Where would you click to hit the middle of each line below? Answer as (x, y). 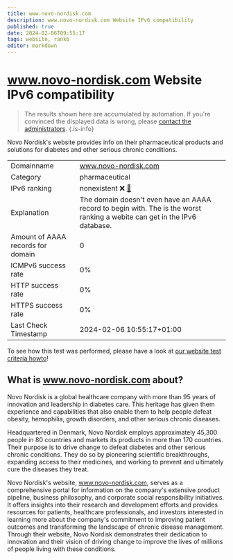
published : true (31, 26)
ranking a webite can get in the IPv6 (138, 217)
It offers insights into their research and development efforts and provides (113, 505)
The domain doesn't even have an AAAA (145, 200)
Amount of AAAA (38, 236)
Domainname (32, 166)
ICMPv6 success (38, 265)
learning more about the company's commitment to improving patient (106, 519)
